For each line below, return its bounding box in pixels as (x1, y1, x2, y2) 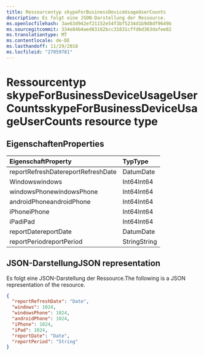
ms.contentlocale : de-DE (6, 37, 70, 44)
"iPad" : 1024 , (12, 327, 48, 333)
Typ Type (122, 157, 149, 166)
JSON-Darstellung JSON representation (6, 258, 161, 269)
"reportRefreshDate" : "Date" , (12, 298, 89, 304)
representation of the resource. (6, 281, 85, 288)
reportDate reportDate (9, 227, 72, 236)
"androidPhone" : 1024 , (12, 315, 70, 322)
